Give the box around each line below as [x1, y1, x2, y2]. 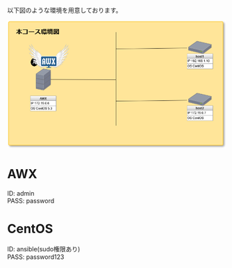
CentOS [7, 221, 53, 237]
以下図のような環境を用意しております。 [7, 6, 122, 14]
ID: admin [7, 189, 35, 197]
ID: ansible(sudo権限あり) [7, 244, 81, 253]
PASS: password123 [7, 253, 65, 261]
